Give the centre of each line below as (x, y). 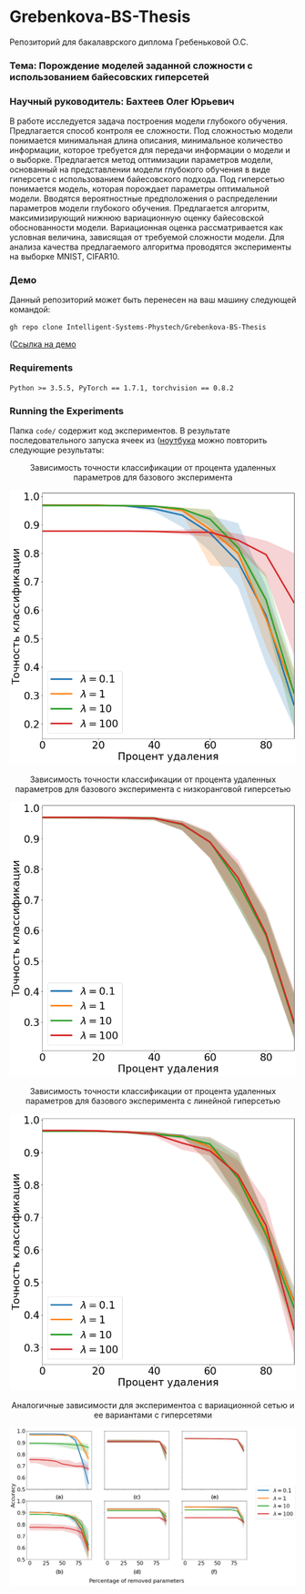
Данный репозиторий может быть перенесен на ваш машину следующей (153, 300)
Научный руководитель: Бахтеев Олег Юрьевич (122, 101)
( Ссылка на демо (43, 344)
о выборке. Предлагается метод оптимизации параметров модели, (141, 160)
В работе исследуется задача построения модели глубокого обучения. (149, 121)
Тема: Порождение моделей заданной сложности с (131, 66)
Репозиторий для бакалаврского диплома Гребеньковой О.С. (129, 42)
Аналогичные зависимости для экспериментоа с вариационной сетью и (153, 1405)
